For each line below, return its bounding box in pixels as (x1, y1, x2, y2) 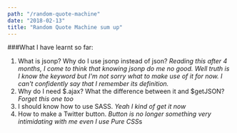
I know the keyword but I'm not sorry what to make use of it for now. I (17, 72, 223, 80)
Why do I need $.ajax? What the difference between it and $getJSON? (17, 87, 225, 96)
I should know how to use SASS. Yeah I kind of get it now (17, 102, 186, 111)
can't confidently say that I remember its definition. (17, 80, 169, 88)
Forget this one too (17, 95, 74, 103)
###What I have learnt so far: (7, 43, 94, 52)
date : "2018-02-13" (7, 17, 66, 24)
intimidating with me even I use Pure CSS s (17, 117, 143, 126)
